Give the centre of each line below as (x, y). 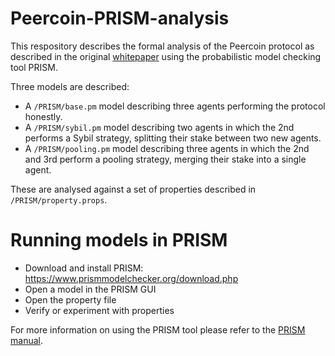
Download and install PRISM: (84, 268)
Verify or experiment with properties (99, 310)
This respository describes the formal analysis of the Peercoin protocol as (162, 46)
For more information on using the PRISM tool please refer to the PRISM (158, 329)
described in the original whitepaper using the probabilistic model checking (166, 56)
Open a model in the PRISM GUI (90, 289)
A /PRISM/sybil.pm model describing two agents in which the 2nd (159, 127)
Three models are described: (70, 86)
